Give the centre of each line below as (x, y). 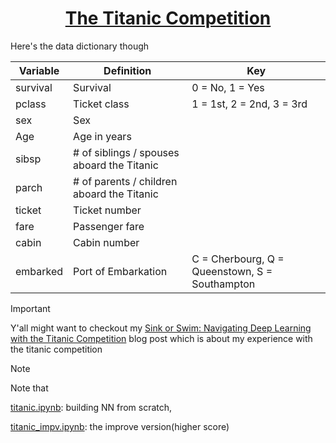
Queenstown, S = (232, 271)
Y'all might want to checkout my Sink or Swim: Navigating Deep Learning (161, 328)
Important (30, 308)
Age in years (102, 136)
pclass (31, 104)
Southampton (223, 284)
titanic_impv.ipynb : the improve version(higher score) (120, 426)
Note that (29, 388)
